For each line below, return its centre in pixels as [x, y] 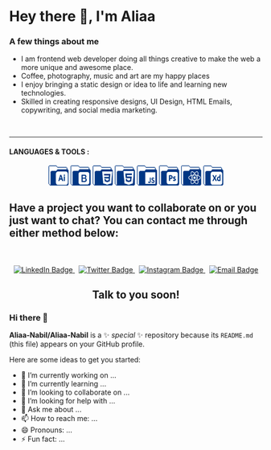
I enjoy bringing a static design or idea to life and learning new [124, 84]
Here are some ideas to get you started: [75, 360]
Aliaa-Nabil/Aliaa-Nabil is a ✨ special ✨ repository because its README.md [131, 335]
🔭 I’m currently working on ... [68, 375]
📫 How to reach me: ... [59, 419]
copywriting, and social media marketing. [89, 110]
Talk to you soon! [136, 295]
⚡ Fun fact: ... [43, 439]
